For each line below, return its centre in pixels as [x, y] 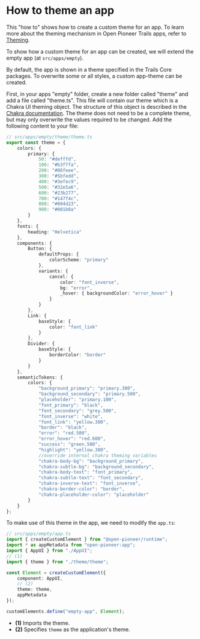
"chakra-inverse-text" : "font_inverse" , [89, 484]
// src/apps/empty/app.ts [38, 534]
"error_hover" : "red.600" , [72, 439]
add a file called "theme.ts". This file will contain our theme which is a [92, 100]
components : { [35, 243]
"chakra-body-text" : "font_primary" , [86, 472]
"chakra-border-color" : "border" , [81, 489]
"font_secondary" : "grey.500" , [77, 411]
